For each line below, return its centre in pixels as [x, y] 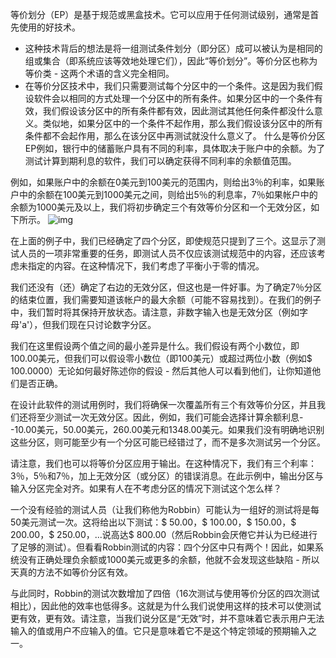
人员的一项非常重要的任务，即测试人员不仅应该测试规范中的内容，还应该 [167, 253]
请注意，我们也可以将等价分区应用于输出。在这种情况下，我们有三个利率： [163, 463]
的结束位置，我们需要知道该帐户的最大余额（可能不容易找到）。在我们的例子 [166, 299]
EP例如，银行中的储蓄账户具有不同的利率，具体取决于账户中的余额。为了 [175, 148]
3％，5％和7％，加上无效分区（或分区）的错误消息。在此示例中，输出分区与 [167, 476]
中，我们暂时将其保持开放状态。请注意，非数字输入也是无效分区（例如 [155, 312]
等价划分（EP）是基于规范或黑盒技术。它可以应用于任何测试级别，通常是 [160, 14]
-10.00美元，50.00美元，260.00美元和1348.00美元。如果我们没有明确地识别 [167, 429]
